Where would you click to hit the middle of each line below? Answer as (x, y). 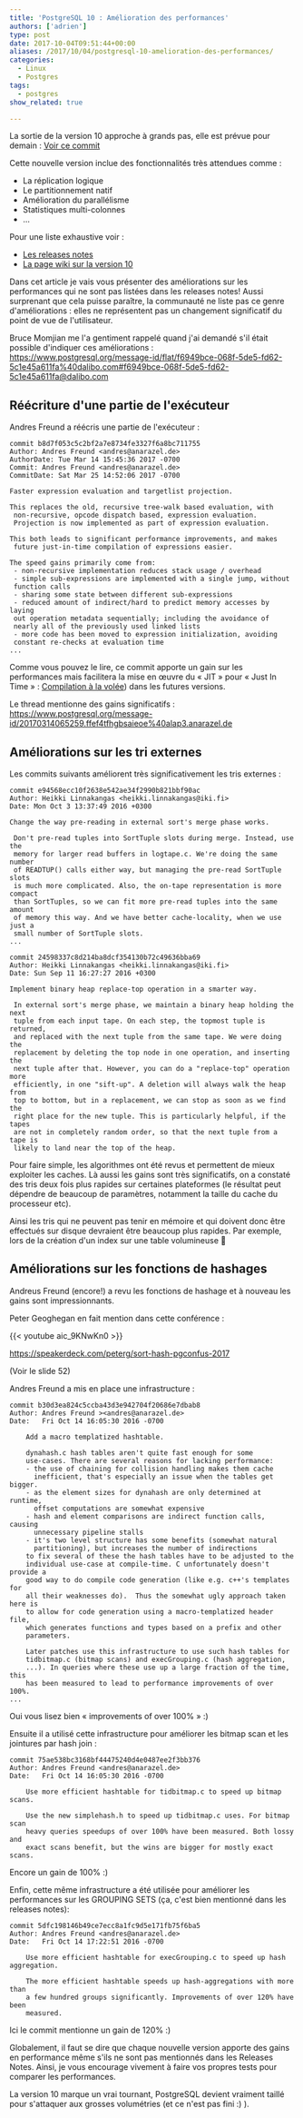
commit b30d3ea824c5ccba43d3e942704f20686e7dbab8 (105, 1405)
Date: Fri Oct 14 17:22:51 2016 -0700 (87, 1941)
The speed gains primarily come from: (83, 563)
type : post (30, 35)
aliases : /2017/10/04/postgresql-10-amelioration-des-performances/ (142, 52)
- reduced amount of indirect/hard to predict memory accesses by (142, 603)
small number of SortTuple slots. (78, 934)
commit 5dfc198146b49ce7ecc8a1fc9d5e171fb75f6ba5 (105, 1925)
